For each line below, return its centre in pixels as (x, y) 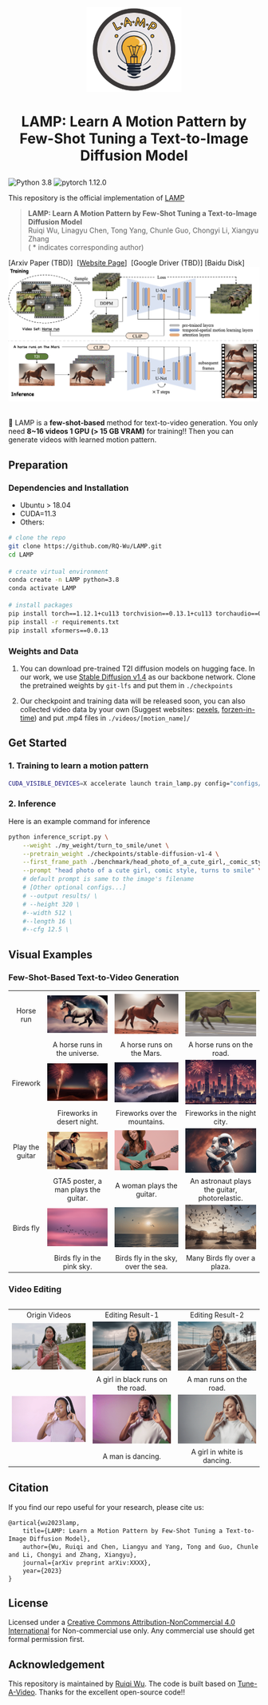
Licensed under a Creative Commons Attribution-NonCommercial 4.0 (122, 1623)
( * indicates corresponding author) (86, 248)
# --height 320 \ (51, 904)
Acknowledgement (57, 1665)
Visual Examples (51, 954)
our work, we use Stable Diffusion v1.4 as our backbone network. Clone (138, 677)
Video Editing (35, 1289)
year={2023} (42, 1571)
